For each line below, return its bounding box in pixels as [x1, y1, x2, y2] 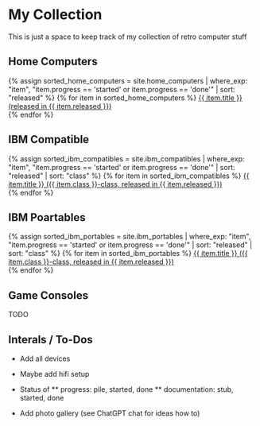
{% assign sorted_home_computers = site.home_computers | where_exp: [8, 76, 248, 85]
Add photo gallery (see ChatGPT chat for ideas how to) [19, 409, 200, 418]
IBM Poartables [8, 211, 86, 224]
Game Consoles [8, 289, 89, 302]
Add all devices [19, 354, 71, 363]
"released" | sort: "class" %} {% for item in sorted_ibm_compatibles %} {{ [8, 171, 250, 180]
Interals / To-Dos [8, 332, 93, 347]
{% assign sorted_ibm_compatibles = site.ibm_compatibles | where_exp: [8, 153, 245, 164]
